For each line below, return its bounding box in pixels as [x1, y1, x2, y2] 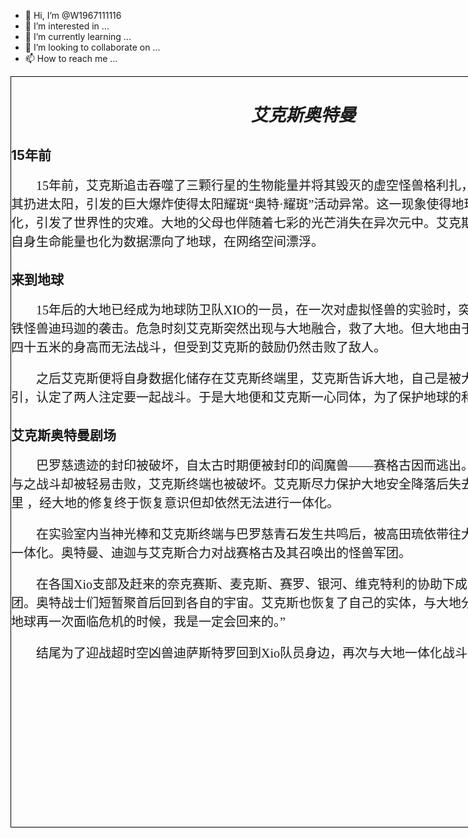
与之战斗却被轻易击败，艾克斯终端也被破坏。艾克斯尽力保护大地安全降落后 [11, 477, 449, 492]
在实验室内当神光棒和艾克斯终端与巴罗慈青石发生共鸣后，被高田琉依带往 [36, 527, 462, 542]
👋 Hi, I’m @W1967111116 [24, 10, 122, 21]
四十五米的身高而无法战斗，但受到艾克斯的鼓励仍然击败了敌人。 [11, 340, 387, 355]
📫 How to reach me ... [24, 53, 118, 64]
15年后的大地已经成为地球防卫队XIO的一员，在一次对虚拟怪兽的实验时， [36, 302, 459, 317]
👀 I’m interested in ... [24, 20, 110, 32]
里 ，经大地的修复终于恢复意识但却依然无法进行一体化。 [11, 496, 340, 511]
